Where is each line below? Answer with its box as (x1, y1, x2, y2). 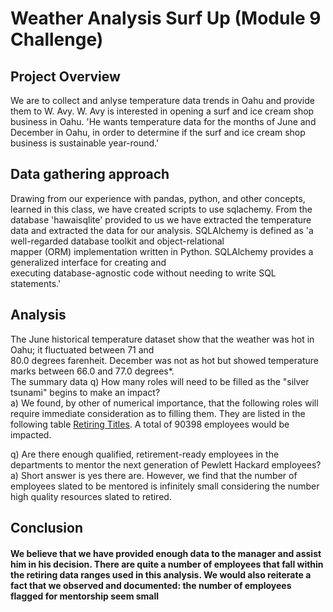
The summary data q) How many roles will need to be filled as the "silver (10, 375, 310, 387)
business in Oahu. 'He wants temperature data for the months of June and (10, 116, 317, 127)
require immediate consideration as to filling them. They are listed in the (10, 407, 306, 419)
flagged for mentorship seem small (10, 590, 160, 602)
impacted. (10, 428, 52, 441)
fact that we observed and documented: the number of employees (10, 579, 292, 591)
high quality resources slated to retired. (10, 490, 172, 502)
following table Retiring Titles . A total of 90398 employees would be (10, 418, 290, 430)
